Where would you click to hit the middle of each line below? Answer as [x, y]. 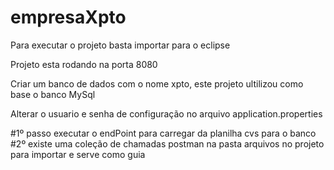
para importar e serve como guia [78, 154]
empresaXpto [68, 17]
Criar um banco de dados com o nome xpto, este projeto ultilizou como [157, 83]
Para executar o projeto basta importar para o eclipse [120, 45]
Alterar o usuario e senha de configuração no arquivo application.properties [166, 113]
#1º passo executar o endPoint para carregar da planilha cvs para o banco [163, 133]
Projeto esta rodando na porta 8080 [84, 64]
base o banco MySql [53, 94]
